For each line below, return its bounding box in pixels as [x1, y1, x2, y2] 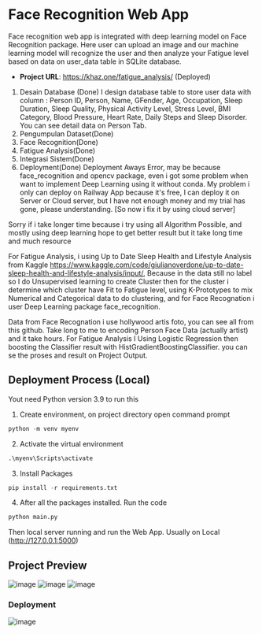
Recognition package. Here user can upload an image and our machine [8, 39, 239, 49]
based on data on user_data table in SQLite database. [8, 57, 182, 66]
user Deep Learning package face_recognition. [8, 302, 161, 311]
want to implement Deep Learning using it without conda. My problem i [19, 179, 250, 188]
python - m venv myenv [8, 425, 79, 432]
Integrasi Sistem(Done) [19, 154, 94, 163]
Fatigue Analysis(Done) [19, 146, 96, 155]
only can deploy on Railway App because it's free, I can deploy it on [19, 187, 240, 197]
